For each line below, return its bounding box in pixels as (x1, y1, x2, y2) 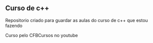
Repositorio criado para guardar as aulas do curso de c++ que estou (5, 17, 148, 23)
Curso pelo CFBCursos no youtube (5, 32, 78, 38)
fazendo (5, 22, 23, 28)
